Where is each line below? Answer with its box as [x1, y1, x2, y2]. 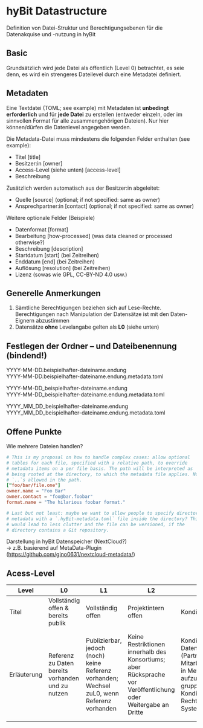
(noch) [85, 651, 105, 660]
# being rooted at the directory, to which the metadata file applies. [6, 471, 190, 477]
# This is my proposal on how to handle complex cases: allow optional [6, 454, 190, 460]
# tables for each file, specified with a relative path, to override [6, 460, 188, 466]
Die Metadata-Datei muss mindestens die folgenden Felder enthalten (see [6, 135, 190, 143]
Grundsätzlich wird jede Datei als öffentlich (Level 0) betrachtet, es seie [6, 64, 184, 71]
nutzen [48, 689, 68, 698]
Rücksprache [127, 671, 166, 679]
